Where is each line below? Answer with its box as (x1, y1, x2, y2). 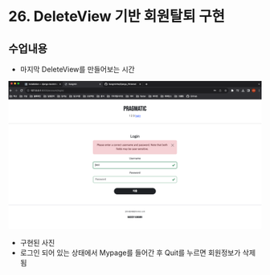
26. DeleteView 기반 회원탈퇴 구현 (8, 7, 225, 26)
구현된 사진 (19, 238, 55, 248)
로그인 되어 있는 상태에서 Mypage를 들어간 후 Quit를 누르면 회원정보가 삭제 (19, 248, 256, 257)
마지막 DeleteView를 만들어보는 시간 (19, 65, 135, 74)
